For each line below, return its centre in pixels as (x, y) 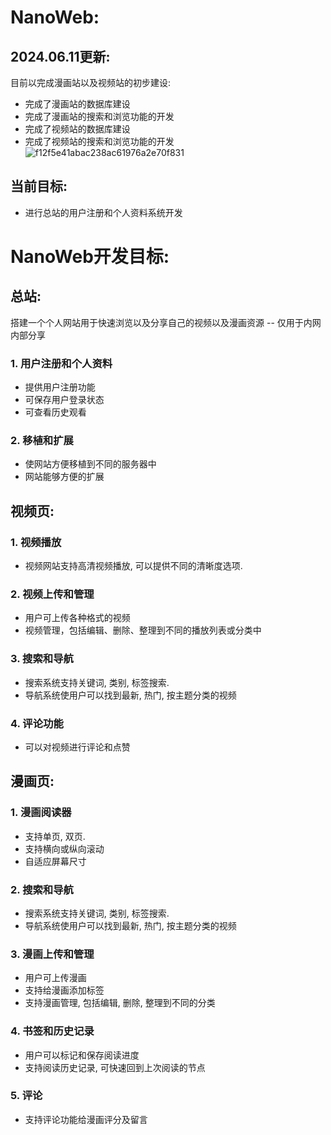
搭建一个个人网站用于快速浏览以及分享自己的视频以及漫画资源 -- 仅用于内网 (166, 322)
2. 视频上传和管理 (52, 594)
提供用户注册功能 (60, 387)
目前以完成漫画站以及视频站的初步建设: (91, 82)
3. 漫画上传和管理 (52, 954)
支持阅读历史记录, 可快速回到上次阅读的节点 (115, 1067)
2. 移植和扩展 (42, 441)
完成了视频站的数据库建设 (77, 129)
